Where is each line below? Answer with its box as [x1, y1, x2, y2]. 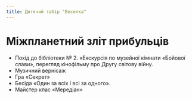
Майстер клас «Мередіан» [14, 86, 83, 93]
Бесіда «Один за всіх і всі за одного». [14, 79, 111, 86]
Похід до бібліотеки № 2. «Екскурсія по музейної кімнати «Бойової [14, 54, 186, 61]
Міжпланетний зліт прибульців [6, 34, 169, 48]
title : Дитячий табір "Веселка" [6, 8, 86, 15]
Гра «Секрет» [14, 73, 51, 81]
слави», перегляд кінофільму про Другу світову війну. [14, 60, 153, 67]
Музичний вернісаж [14, 67, 66, 74]
